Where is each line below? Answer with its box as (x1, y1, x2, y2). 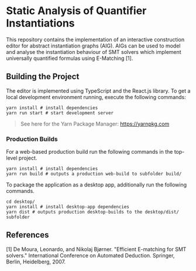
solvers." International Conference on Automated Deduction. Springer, (6, 252, 175, 259)
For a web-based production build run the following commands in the (6, 148, 173, 155)
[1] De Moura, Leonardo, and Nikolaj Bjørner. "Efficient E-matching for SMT (6, 245, 187, 253)
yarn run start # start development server (6, 110, 114, 116)
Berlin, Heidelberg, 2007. (6, 258, 66, 265)
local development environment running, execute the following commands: (6, 93, 186, 100)
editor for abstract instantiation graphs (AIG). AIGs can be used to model (6, 42, 181, 49)
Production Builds (6, 135, 58, 143)
